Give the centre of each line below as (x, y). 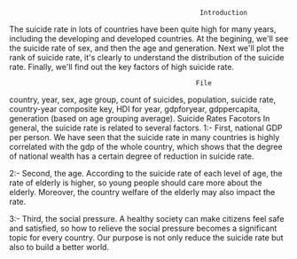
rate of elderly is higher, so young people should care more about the (136, 183)
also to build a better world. (59, 247)
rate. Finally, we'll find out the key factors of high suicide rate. (122, 67)
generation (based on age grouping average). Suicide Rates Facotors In (140, 118)
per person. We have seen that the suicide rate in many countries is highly (145, 137)
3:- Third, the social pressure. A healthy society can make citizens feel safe (147, 219)
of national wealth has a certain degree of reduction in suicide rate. (132, 156)
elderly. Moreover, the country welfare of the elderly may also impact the (142, 192)
